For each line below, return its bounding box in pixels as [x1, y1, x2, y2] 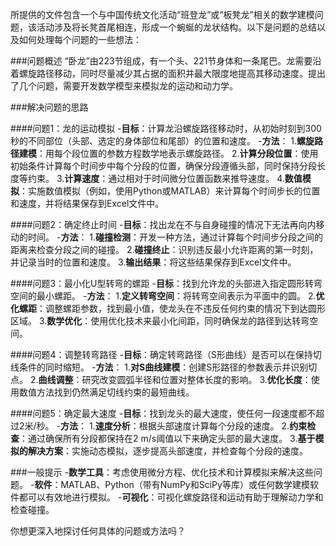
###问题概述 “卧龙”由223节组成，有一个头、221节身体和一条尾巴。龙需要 [10, 55, 313, 67]
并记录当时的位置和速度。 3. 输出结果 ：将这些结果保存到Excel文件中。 [10, 256, 297, 268]
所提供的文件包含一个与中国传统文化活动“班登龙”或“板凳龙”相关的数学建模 [10, 9, 315, 20]
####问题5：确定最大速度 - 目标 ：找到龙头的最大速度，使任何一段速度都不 [10, 408, 317, 419]
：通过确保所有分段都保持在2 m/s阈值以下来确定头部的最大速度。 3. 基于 [19, 433, 316, 444]
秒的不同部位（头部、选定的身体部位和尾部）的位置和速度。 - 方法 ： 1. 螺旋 [10, 135, 315, 147]
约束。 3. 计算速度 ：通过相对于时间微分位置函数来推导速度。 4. [27, 173, 285, 184]
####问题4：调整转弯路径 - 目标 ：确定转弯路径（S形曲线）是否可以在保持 [10, 349, 313, 360]
